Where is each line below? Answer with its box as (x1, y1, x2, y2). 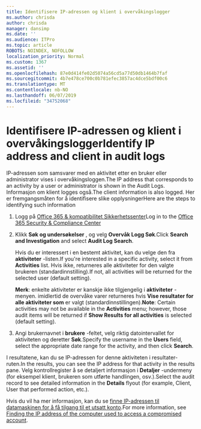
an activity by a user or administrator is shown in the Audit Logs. (6, 182, 165, 189)
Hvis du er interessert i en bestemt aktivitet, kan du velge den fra (14, 248, 176, 256)
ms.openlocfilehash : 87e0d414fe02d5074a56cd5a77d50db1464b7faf (6, 70, 168, 76)
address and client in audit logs (6, 149, 166, 163)
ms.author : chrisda (6, 14, 55, 20)
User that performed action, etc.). (6, 385, 89, 393)
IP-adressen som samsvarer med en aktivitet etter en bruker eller (6, 169, 167, 176)
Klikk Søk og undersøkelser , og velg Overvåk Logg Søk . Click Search (14, 230, 188, 238)
